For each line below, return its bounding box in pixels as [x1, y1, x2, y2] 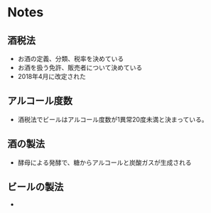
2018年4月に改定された [17, 72, 87, 80]
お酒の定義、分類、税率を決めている [17, 55, 124, 62]
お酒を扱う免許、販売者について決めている [17, 63, 143, 72]
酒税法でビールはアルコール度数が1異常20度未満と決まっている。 [17, 115, 208, 124]
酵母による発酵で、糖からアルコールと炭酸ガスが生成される [17, 158, 192, 167]
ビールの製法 [7, 181, 64, 193]
